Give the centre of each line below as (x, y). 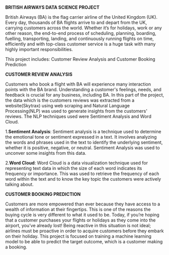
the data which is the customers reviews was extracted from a (70, 100)
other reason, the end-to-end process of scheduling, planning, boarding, (81, 33)
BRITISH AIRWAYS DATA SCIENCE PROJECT (52, 7)
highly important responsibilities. (39, 49)
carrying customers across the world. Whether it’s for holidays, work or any (84, 28)
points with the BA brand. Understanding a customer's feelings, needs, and (83, 90)
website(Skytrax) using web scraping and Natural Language (68, 105)
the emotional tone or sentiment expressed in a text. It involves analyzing (81, 137)
